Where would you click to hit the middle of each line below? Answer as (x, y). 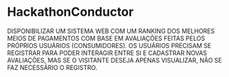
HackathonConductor (70, 12)
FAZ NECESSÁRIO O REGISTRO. (52, 67)
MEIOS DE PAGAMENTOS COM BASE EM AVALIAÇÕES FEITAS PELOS (106, 38)
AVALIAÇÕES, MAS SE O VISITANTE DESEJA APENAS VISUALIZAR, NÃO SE (115, 60)
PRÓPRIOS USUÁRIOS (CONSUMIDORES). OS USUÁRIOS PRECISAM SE (109, 45)
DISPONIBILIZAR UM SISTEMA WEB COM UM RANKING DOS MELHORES (111, 31)
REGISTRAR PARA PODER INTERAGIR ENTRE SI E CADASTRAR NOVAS (107, 53)
